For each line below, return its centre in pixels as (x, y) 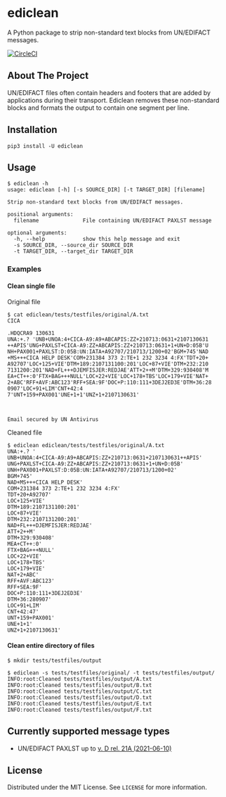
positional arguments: (40, 215)
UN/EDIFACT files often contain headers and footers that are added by (109, 92)
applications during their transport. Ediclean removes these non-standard (113, 100)
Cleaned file (25, 432)
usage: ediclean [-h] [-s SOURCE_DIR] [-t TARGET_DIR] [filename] (106, 190)
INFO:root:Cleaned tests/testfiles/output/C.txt (80, 691)
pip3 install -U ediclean (45, 146)
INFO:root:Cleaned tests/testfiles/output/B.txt (80, 685)
